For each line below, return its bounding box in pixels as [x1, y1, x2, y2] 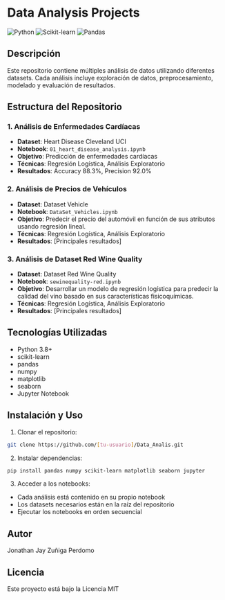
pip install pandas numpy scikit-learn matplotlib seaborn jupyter [7, 467, 206, 474]
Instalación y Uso [7, 409, 84, 421]
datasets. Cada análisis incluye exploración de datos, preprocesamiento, [7, 73, 214, 82]
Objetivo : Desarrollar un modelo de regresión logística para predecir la [17, 285, 219, 293]
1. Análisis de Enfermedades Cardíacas [7, 122, 141, 132]
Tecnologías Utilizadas [7, 327, 108, 339]
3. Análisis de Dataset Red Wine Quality [7, 254, 143, 264]
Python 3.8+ [17, 345, 53, 353]
